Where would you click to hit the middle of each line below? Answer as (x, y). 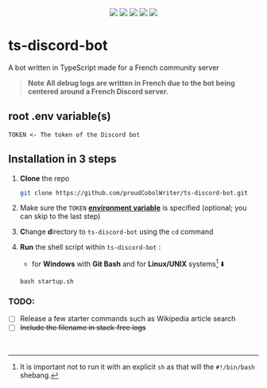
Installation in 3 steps (62, 159)
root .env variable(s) (60, 116)
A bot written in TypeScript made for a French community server (114, 68)
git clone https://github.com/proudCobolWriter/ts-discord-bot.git (133, 193)
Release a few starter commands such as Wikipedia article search (128, 319)
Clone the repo (44, 178)
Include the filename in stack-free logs (83, 328)
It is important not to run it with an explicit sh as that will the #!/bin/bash (137, 367)
